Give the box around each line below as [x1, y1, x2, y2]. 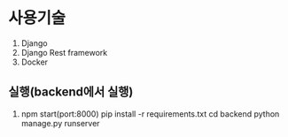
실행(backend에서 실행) [8, 85, 134, 100]
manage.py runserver [20, 118, 100, 128]
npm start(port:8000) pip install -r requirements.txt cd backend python [20, 108, 280, 119]
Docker [20, 57, 49, 67]
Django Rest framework [20, 47, 108, 57]
